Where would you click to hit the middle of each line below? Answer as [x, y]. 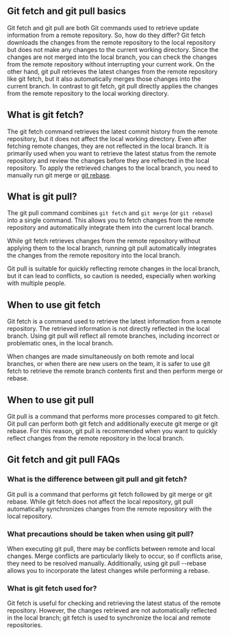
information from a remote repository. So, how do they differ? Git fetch [106, 35]
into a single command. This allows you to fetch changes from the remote [111, 220]
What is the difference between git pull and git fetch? [97, 479]
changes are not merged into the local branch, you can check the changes [112, 57]
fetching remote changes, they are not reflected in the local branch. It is [108, 146]
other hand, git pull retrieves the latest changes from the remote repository [112, 71]
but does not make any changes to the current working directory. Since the [113, 49]
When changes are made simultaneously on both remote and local [101, 356]
